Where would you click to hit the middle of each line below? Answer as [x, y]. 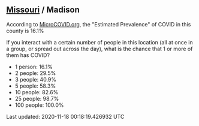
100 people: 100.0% [39, 105]
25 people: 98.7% [37, 98]
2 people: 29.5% [35, 73]
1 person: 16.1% [34, 67]
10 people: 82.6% [37, 92]
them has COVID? [28, 55]
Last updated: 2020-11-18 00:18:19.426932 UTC [65, 116]
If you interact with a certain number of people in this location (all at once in [99, 42]
